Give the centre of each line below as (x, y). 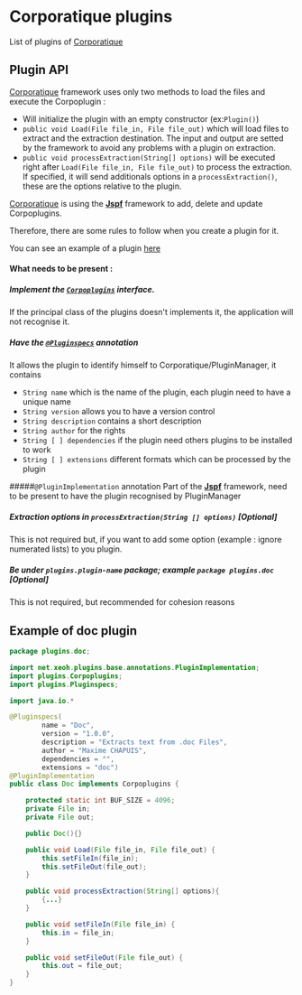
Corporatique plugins (91, 17)
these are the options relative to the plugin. (102, 186)
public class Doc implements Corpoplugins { (94, 784)
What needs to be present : (61, 269)
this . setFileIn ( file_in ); (91, 858)
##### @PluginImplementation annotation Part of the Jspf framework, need (148, 487)
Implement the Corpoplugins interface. (82, 289)
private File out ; (60, 818)
